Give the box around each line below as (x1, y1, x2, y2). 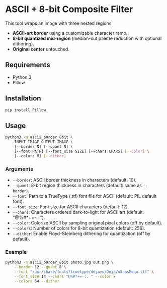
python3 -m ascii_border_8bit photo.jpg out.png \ (5, 260, 114, 265)
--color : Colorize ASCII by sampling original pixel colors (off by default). (12, 219, 162, 225)
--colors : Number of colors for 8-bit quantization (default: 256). (12, 225, 146, 231)
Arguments (5, 165, 34, 172)
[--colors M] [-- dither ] (14, 153, 66, 158)
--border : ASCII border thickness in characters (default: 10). (12, 177, 137, 183)
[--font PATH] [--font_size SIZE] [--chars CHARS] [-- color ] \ (14, 149, 150, 154)
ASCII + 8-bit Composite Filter (5, 4, 133, 15)
